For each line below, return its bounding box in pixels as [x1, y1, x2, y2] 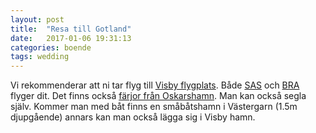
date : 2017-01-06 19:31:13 [10, 33, 132, 43]
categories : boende [10, 42, 92, 53]
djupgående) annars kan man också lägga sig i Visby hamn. [10, 111, 256, 123]
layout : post [10, 14, 65, 25]
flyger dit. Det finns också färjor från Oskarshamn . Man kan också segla [10, 90, 307, 102]
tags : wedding [10, 52, 70, 62]
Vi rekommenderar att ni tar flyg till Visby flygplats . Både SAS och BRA [10, 79, 300, 91]
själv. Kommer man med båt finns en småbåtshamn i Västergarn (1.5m [10, 101, 298, 113]
